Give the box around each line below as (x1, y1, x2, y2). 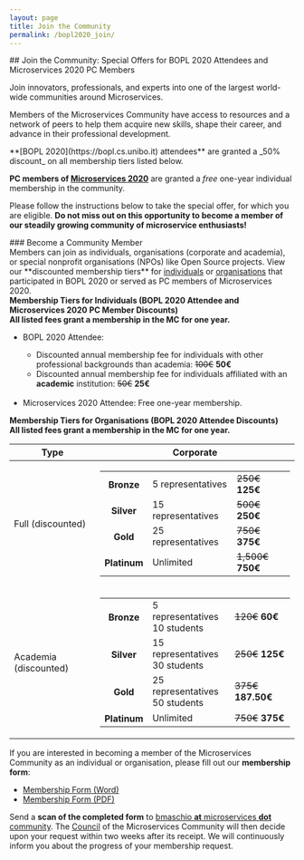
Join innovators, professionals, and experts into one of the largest (9, 82, 255, 93)
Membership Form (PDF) (22, 794, 115, 805)
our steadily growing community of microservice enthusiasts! (9, 219, 247, 231)
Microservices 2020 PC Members (9, 64, 136, 75)
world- (256, 82, 281, 93)
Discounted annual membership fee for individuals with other (35, 350, 264, 361)
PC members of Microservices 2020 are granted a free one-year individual (9, 173, 292, 184)
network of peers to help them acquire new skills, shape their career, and (9, 119, 282, 130)
